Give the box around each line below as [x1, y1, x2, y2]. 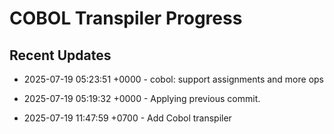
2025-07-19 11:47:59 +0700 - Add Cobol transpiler [23, 112, 232, 124]
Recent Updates [9, 47, 112, 64]
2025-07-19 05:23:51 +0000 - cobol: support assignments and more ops [23, 73, 325, 85]
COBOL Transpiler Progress [9, 7, 243, 30]
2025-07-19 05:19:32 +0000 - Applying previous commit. [23, 93, 261, 104]
